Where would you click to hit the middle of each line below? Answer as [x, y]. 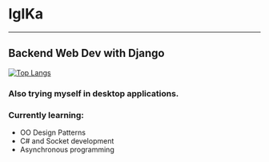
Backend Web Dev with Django [86, 53]
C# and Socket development [67, 140]
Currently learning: [46, 115]
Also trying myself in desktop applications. [94, 93]
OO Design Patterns [53, 132]
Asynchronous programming [67, 149]
